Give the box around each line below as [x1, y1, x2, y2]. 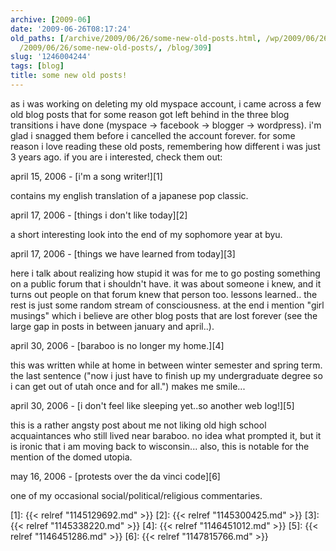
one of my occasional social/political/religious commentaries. [10, 489, 263, 501]
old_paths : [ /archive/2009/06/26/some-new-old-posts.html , [10, 33, 262, 43]
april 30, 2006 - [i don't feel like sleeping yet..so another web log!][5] [10, 399, 295, 411]
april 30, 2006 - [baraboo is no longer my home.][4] [10, 339, 225, 351]
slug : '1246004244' [10, 52, 92, 62]
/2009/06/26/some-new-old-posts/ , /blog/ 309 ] [19, 42, 213, 53]
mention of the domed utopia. [10, 451, 133, 463]
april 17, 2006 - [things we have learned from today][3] [10, 247, 236, 260]
